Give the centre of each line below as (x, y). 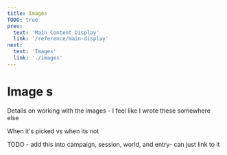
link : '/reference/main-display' (61, 39)
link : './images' (38, 58)
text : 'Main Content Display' (56, 32)
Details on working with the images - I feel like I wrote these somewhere (109, 111)
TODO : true (23, 20)
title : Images (27, 13)
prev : (15, 26)
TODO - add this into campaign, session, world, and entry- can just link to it (113, 144)
